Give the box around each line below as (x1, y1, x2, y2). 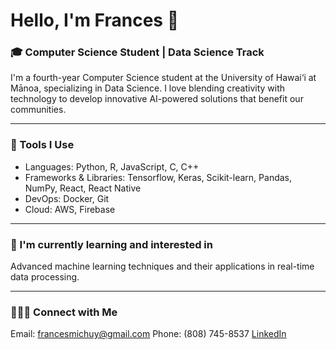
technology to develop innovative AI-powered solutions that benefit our (10, 93, 304, 105)
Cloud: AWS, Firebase (24, 203, 116, 215)
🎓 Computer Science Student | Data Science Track (10, 45, 265, 59)
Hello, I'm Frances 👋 (10, 9, 180, 32)
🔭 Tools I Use (10, 138, 75, 152)
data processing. (10, 271, 80, 283)
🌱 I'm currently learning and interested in (10, 237, 213, 251)
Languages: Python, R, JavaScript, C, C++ (24, 160, 200, 173)
